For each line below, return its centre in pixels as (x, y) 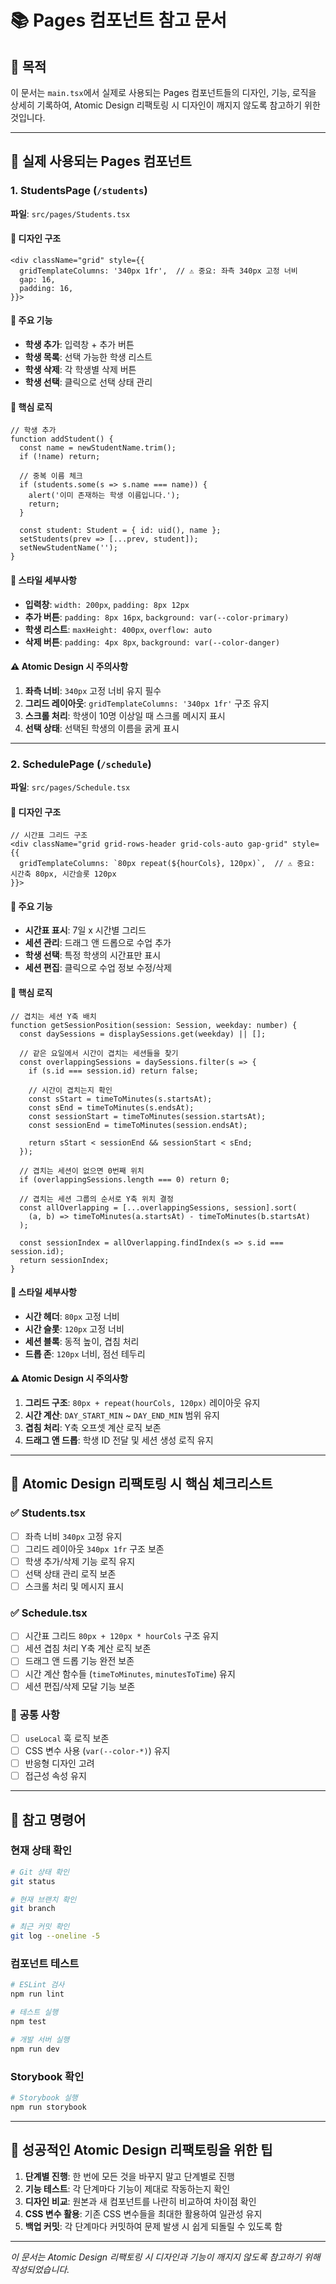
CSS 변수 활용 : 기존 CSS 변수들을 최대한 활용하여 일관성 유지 (143, 2213)
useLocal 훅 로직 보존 (67, 1738)
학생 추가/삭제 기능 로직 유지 (80, 1561)
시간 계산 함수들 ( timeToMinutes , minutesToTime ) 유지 (130, 1673)
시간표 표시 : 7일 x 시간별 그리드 (85, 930)
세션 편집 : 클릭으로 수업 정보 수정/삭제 (98, 968)
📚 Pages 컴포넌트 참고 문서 (119, 20)
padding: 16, (46, 288)
